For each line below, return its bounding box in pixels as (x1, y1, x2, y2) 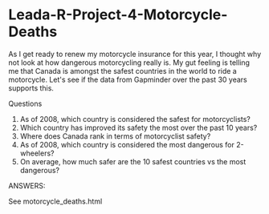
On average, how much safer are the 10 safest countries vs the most (19, 156, 247, 166)
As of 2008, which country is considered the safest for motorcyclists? (19, 114, 251, 123)
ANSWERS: (8, 180, 46, 190)
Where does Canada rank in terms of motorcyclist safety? (19, 131, 211, 141)
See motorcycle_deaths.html (8, 196, 103, 206)
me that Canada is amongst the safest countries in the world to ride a (8, 66, 237, 75)
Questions (8, 99, 43, 108)
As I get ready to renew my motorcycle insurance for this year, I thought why (8, 49, 262, 59)
